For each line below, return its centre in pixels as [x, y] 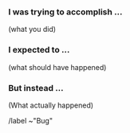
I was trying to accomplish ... [65, 12]
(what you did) [32, 29]
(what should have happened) [57, 67]
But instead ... [36, 88]
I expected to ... [39, 50]
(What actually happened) [51, 105]
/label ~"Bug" [31, 120]
